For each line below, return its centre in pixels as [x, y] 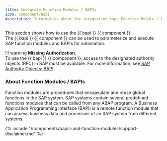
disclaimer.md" [21, 134]
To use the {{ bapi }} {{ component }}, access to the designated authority [80, 58]
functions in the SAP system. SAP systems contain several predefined [77, 97]
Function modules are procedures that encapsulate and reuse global [75, 93]
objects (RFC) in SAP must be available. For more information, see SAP [78, 64]
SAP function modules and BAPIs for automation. [55, 44]
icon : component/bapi [28, 14]
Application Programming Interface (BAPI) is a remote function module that [82, 108]
